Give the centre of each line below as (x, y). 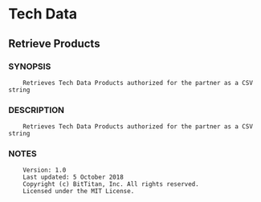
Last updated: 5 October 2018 (73, 177)
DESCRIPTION (37, 110)
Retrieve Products (54, 44)
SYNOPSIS (30, 67)
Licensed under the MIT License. (79, 192)
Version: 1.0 (45, 170)
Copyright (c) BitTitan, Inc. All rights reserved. (111, 184)
